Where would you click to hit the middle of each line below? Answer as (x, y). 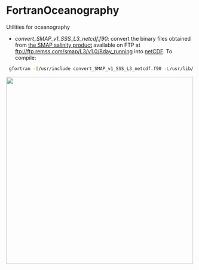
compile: (26, 57)
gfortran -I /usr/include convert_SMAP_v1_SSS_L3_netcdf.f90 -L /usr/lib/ (101, 69)
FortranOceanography (63, 10)
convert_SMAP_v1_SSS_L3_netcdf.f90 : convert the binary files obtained (103, 38)
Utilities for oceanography (38, 27)
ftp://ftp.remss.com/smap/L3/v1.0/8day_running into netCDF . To (94, 51)
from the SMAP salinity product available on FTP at (77, 45)
